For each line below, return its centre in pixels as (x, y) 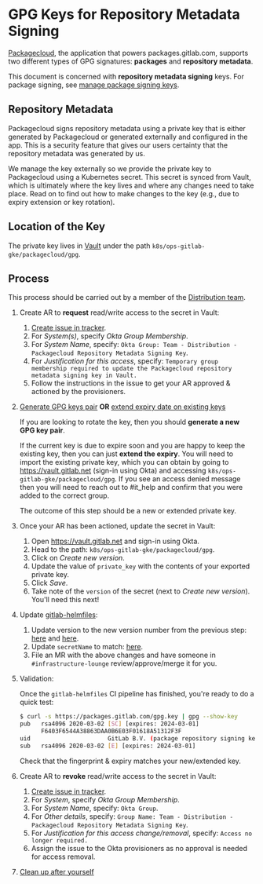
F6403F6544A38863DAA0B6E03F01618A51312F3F (111, 732)
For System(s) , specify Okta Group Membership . (110, 336)
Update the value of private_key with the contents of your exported (141, 566)
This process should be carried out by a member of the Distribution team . (127, 298)
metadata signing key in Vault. (84, 376)
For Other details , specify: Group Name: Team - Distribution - (132, 816)
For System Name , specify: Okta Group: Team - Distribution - (134, 345)
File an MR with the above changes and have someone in (123, 655)
